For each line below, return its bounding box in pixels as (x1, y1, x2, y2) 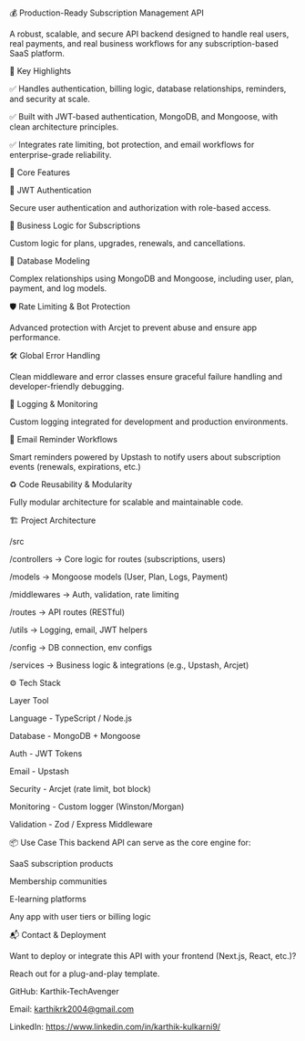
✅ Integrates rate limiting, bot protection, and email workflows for (9, 140, 255, 150)
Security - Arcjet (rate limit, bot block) (9, 784, 152, 794)
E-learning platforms (9, 893, 86, 904)
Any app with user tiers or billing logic (9, 911, 152, 921)
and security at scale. (9, 94, 91, 104)
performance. (9, 332, 61, 342)
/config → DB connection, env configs (9, 642, 153, 652)
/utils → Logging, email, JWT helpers (9, 624, 148, 635)
